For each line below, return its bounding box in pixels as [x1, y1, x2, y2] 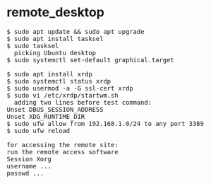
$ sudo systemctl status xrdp [6, 77, 111, 85]
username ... [6, 162, 52, 170]
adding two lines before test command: [13, 98, 152, 106]
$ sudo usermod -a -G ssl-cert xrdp [6, 84, 133, 92]
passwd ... [6, 169, 44, 177]
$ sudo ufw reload [6, 127, 71, 134]
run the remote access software [6, 148, 119, 156]
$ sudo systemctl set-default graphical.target [6, 56, 174, 64]
